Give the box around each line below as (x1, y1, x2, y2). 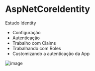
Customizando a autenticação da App (12, 51, 90, 57)
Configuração (12, 29, 41, 35)
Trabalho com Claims (12, 40, 56, 46)
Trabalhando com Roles (12, 45, 61, 51)
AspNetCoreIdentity (5, 3, 91, 15)
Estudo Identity (5, 20, 36, 26)
